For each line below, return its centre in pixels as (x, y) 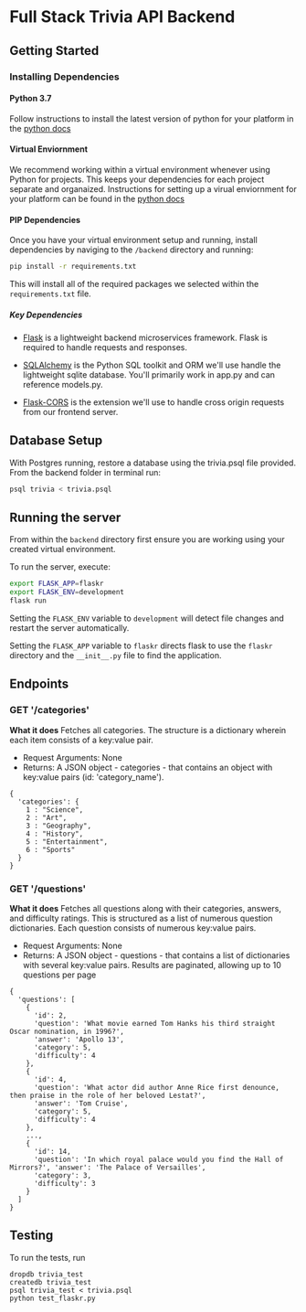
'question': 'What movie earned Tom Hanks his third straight (154, 1024)
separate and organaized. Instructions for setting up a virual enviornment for (153, 188)
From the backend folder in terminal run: (85, 472)
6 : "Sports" (51, 849)
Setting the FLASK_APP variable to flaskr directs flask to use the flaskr (141, 645)
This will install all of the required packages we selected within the (134, 283)
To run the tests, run (47, 1257)
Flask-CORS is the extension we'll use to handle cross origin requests (153, 402)
